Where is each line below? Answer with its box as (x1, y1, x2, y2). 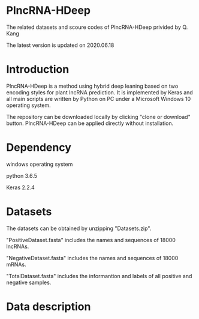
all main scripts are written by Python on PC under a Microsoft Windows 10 (6, 95, 191, 102)
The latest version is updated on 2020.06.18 (6, 41, 114, 49)
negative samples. (6, 279, 52, 286)
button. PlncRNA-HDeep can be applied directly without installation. (6, 120, 174, 127)
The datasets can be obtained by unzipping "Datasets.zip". (6, 225, 152, 232)
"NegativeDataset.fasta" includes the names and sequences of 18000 (6, 254, 179, 261)
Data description (6, 300, 91, 313)
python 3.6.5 (6, 172, 38, 179)
